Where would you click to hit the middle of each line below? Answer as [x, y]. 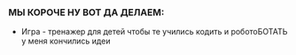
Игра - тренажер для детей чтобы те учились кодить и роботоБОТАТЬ [154, 32]
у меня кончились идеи [66, 41]
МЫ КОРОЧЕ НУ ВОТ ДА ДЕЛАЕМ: [86, 12]
